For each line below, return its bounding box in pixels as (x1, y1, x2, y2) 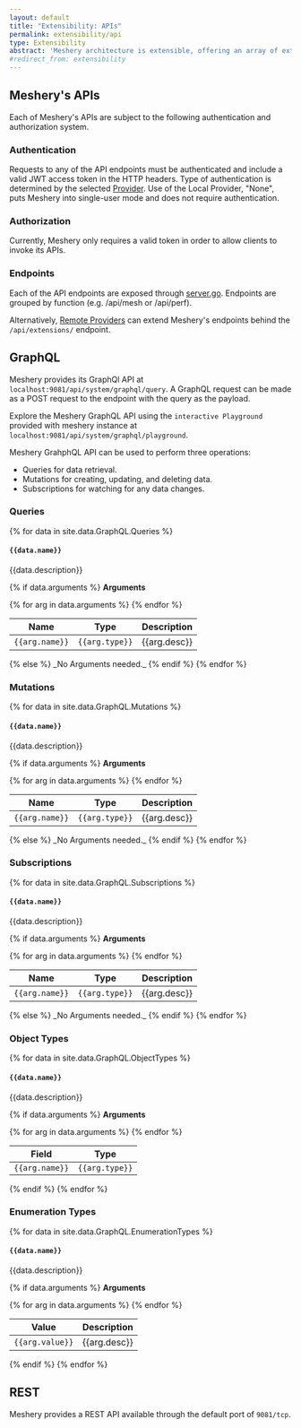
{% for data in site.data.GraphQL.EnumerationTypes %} (9, 1225, 213, 1237)
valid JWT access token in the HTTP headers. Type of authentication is (9, 174, 271, 185)
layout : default (9, 13, 70, 22)
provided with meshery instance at (9, 420, 137, 430)
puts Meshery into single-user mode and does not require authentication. (9, 193, 279, 203)
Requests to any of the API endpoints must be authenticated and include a (9, 164, 283, 175)
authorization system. (9, 121, 90, 132)
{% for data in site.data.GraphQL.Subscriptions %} (9, 877, 195, 887)
